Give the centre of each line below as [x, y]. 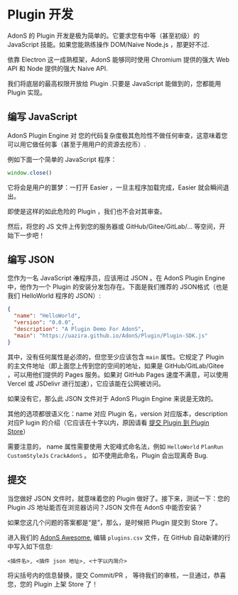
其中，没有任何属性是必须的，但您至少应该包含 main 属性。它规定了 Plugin [116, 356]
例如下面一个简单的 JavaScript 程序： [62, 159]
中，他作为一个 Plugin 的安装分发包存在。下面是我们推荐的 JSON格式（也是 [118, 287]
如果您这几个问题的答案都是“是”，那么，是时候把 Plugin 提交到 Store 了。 [114, 522]
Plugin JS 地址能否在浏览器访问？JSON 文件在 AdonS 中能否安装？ [105, 507]
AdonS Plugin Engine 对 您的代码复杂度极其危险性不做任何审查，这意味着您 [118, 135]
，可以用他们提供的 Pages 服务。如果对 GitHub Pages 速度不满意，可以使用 [118, 374]
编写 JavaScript [43, 117]
